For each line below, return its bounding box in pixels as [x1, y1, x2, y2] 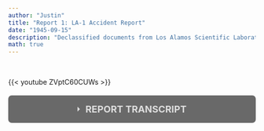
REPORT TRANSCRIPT [85, 103, 187, 116]
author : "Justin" [8, 11, 65, 20]
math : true [8, 41, 44, 49]
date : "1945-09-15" [8, 26, 72, 34]
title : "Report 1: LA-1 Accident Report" [8, 19, 146, 27]
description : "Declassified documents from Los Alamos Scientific [8, 33, 230, 42]
